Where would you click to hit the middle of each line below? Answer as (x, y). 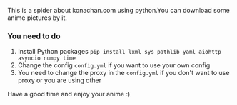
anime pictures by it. (37, 18)
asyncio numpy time (47, 59)
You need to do (34, 36)
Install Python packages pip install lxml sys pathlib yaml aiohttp (119, 52)
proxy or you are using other (60, 80)
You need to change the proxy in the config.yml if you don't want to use (123, 73)
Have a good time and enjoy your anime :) (69, 94)
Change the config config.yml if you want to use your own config (114, 65)
